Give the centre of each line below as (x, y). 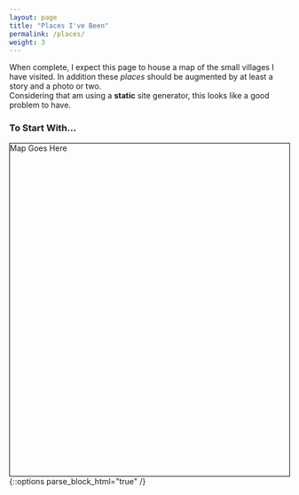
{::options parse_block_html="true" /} (78, 481)
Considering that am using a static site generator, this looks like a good (139, 96)
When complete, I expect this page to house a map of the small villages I (142, 67)
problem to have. (40, 105)
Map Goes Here (39, 148)
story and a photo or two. (55, 86)
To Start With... (43, 128)
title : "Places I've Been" (59, 26)
